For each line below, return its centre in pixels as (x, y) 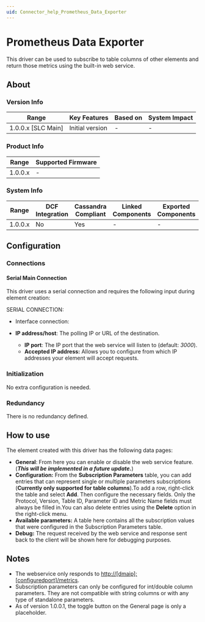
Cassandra (90, 206)
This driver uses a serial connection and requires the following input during (101, 291)
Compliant (91, 214)
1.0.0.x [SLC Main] (37, 128)
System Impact (171, 118)
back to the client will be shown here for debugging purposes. (93, 540)
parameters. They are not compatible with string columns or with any (102, 593)
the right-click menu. (41, 513)
